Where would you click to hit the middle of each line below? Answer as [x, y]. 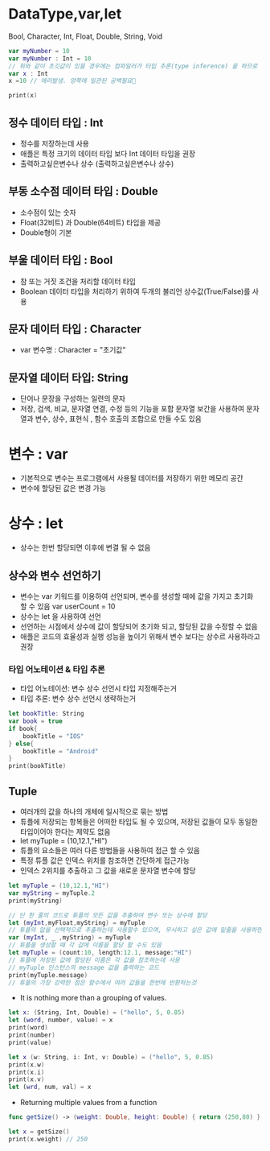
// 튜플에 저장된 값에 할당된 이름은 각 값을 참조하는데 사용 [94, 960]
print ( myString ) [35, 901]
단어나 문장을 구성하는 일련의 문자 [73, 398]
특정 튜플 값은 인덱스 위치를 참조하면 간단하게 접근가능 [105, 860]
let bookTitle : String [46, 714]
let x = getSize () [39, 1132]
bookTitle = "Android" [61, 751]
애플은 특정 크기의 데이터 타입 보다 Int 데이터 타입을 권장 [108, 153]
